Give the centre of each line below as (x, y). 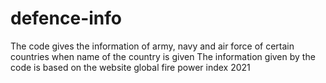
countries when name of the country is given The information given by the (163, 56)
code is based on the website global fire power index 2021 (130, 67)
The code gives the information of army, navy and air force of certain (152, 46)
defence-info (66, 18)
